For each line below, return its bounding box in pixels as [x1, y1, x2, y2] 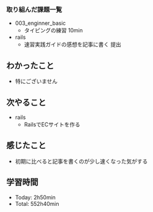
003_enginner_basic [15, 19, 67, 27]
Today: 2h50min [15, 193, 56, 201]
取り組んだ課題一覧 [6, 5, 62, 13]
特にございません [15, 78, 58, 85]
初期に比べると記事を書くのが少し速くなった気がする [15, 157, 148, 165]
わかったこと [6, 60, 54, 70]
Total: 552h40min [15, 200, 59, 207]
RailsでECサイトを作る [24, 120, 80, 128]
